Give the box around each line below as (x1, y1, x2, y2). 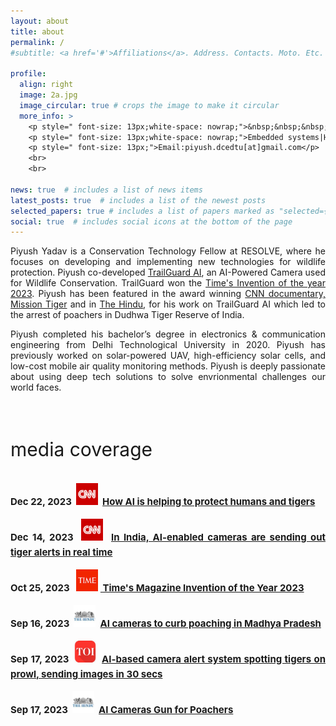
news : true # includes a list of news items (10, 185, 203, 195)
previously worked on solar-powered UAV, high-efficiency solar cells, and (10, 350, 326, 362)
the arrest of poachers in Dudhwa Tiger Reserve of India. (10, 309, 245, 321)
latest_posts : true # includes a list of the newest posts (10, 195, 267, 205)
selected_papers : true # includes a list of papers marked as (10, 206, 275, 216)
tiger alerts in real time (10, 545, 113, 559)
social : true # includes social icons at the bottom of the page (10, 216, 293, 227)
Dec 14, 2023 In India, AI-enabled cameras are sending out (10, 530, 326, 544)
